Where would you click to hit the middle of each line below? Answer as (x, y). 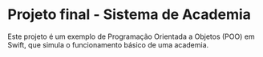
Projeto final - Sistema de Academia (129, 15)
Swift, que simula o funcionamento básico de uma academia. (108, 44)
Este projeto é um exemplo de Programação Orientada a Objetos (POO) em (131, 36)
